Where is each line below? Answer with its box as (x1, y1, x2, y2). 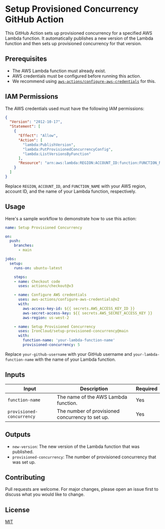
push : (9, 238, 21, 243)
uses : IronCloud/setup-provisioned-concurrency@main (18, 329, 129, 334)
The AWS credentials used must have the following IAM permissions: (5, 106, 144, 111)
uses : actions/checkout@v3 (18, 284, 74, 289)
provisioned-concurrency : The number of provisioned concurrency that (12, 454, 156, 460)
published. (12, 449, 34, 454)
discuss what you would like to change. (5, 492, 85, 498)
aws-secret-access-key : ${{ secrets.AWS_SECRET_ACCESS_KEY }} (23, 311, 153, 316)
